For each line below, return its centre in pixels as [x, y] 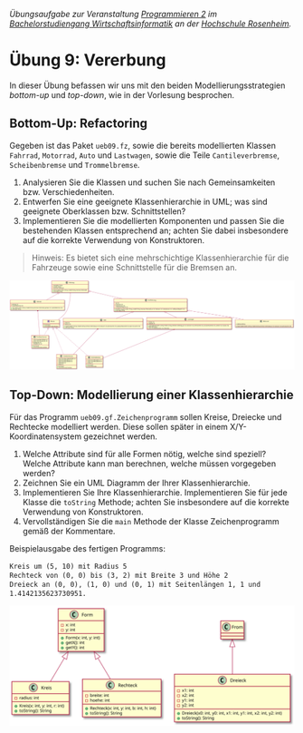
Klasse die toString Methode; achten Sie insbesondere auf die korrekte [156, 502]
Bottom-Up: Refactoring [78, 124]
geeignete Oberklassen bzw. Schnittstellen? [104, 211]
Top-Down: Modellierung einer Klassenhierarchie [151, 395]
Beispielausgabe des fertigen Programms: [87, 548]
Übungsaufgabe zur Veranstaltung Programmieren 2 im [113, 14]
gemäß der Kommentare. [69, 531]
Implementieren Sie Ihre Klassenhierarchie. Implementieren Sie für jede [155, 492]
